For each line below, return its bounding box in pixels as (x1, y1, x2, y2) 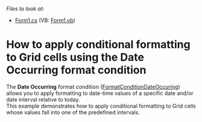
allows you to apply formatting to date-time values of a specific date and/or (6, 90, 194, 97)
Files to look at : (6, 5, 45, 12)
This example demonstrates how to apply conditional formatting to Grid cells (6, 102, 196, 109)
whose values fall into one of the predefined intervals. (6, 108, 140, 116)
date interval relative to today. (6, 96, 80, 103)
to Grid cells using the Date (6, 50, 145, 64)
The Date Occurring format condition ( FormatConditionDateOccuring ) (6, 83, 180, 90)
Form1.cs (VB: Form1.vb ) (14, 17, 75, 23)
